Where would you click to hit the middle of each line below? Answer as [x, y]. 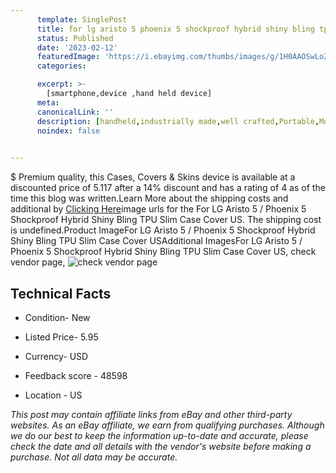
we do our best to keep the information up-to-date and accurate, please [159, 435]
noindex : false [68, 131]
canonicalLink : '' [75, 112]
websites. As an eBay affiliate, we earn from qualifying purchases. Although [167, 425]
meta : [48, 102]
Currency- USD [56, 356]
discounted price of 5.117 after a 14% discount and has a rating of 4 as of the [168, 188]
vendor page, [38, 262]
